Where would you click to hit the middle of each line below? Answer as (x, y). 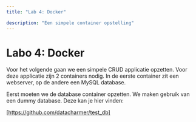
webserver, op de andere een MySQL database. (66, 83)
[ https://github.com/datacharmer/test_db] (58, 112)
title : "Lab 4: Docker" (36, 12)
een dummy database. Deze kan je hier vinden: (65, 101)
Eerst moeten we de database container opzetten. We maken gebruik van (98, 94)
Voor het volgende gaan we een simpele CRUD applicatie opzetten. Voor (97, 70)
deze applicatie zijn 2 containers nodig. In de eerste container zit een (93, 76)
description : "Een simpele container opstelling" (70, 23)
